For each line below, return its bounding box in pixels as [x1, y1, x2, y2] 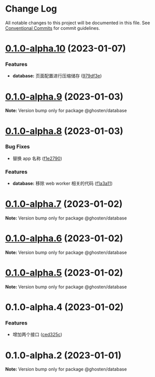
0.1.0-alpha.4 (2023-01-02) [5, 301, 124, 313]
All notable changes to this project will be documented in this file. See [5, 20, 150, 26]
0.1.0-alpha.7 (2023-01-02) [5, 198, 123, 210]
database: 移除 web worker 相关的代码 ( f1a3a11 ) [12, 180, 113, 187]
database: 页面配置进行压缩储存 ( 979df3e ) [12, 73, 102, 79]
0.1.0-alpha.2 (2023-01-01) [5, 349, 122, 361]
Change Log [5, 3, 57, 15]
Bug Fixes [5, 143, 30, 150]
